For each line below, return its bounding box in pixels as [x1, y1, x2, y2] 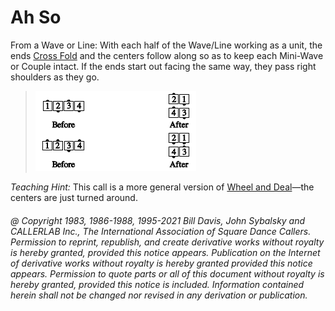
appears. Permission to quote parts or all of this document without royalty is [10, 267, 325, 280]
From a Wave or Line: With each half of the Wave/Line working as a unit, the [10, 39, 323, 51]
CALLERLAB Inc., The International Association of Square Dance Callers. [10, 225, 312, 237]
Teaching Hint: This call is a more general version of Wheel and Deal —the [10, 181, 315, 193]
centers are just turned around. [10, 191, 138, 203]
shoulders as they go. [10, 71, 100, 83]
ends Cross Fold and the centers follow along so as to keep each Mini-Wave [10, 49, 324, 61]
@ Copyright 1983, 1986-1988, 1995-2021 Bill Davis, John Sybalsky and [10, 214, 306, 226]
